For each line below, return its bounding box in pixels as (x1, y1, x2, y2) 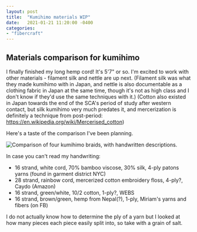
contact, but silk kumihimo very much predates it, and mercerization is (6, 106, 176, 113)
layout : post (6, 8, 38, 15)
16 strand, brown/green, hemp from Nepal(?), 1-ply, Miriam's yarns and (14, 195, 187, 202)
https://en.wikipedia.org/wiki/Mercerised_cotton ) (6, 118, 125, 125)
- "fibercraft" (6, 31, 44, 37)
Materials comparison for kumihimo (6, 53, 140, 63)
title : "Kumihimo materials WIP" (6, 14, 91, 20)
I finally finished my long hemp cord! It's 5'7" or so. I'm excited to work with (6, 68, 189, 75)
